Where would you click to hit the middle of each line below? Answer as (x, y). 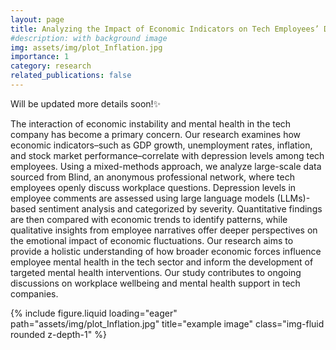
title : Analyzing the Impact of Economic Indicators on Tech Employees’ (165, 29)
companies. (34, 293)
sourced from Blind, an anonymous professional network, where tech (152, 177)
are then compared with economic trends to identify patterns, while (149, 219)
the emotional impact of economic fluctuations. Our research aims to (152, 240)
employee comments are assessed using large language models (142, 198)
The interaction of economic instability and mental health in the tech (151, 123)
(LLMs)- (293, 198)
